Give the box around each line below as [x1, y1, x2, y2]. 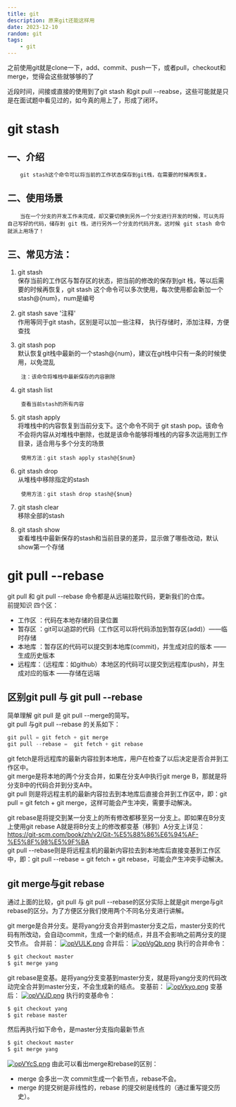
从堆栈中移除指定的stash [17, 475, 89, 483]
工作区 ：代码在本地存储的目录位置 [17, 615, 118, 624]
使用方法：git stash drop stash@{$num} [20, 490, 132, 497]
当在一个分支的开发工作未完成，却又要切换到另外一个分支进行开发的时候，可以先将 [20, 212, 225, 219]
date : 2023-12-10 [7, 23, 58, 30]
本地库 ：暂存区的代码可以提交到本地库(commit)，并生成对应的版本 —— [17, 642, 227, 651]
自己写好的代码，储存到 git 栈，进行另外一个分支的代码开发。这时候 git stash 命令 [7, 220, 226, 227]
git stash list [17, 385, 53, 394]
